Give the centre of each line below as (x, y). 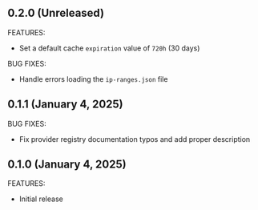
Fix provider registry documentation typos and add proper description (135, 139)
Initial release (41, 199)
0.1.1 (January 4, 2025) (65, 105)
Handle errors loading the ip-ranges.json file (93, 79)
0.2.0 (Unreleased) (56, 13)
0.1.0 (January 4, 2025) (67, 165)
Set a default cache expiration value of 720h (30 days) (109, 48)
